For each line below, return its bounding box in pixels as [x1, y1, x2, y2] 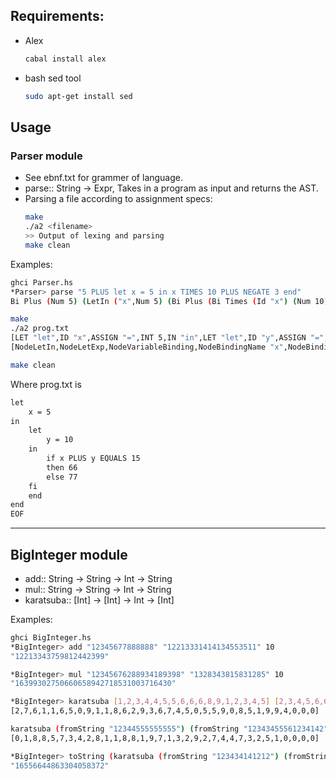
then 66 [46, 462, 78, 473]
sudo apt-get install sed [24, 91, 133, 101]
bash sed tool [24, 72, 82, 84]
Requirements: [10, 8, 105, 25]
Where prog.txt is [10, 378, 82, 390]
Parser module [10, 149, 83, 163]
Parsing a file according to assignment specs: [24, 193, 213, 205]
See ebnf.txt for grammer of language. [24, 172, 184, 184]
